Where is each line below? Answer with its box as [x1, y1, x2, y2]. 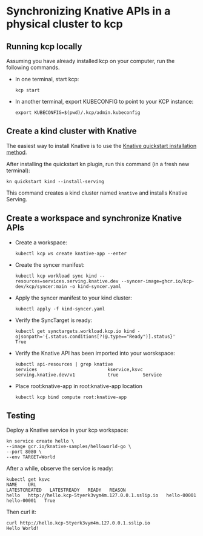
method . [6, 149, 27, 156]
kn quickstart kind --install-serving [6, 178, 104, 184]
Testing [6, 410, 36, 421]
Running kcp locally [6, 41, 82, 52]
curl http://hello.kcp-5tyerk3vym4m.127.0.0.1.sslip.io [6, 520, 150, 526]
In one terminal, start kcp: [15, 76, 79, 82]
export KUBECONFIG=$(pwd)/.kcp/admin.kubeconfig [15, 110, 141, 116]
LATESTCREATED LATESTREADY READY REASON [6, 487, 126, 494]
